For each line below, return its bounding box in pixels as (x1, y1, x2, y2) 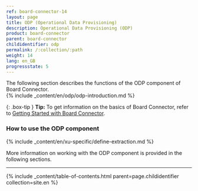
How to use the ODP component (6, 124, 100, 133)
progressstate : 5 (6, 63, 49, 70)
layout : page (6, 14, 38, 20)
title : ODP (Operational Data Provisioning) (6, 19, 117, 25)
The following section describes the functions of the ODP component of (6, 80, 181, 87)
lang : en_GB (6, 58, 35, 64)
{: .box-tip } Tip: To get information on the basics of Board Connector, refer (6, 104, 189, 111)
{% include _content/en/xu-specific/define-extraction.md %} (6, 138, 154, 145)
